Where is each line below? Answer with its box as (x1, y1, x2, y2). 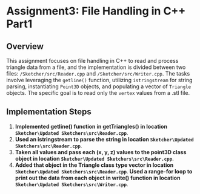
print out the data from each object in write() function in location (15, 174, 181, 181)
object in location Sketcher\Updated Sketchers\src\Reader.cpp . (15, 155, 174, 162)
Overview (6, 41, 44, 51)
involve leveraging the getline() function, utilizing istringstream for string (6, 77, 193, 83)
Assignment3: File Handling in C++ (6, 4, 186, 18)
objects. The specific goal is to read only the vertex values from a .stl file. (6, 89, 190, 96)
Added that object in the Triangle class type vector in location (15, 161, 174, 169)
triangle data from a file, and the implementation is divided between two (6, 63, 186, 71)
